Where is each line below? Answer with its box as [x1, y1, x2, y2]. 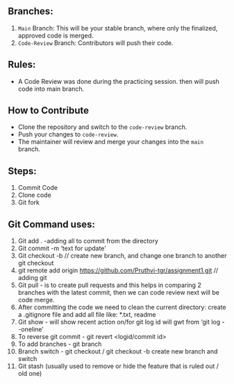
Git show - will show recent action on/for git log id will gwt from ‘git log [17, 318, 221, 326]
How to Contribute [8, 105, 90, 116]
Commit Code [17, 184, 58, 192]
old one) [17, 369, 42, 378]
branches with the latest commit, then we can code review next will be [17, 288, 219, 297]
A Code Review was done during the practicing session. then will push [17, 77, 219, 85]
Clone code [17, 191, 51, 200]
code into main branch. [17, 85, 85, 93]
